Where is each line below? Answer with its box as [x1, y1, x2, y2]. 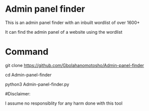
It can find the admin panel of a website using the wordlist [5, 29, 122, 35]
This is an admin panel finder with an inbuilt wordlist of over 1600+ [5, 20, 140, 25]
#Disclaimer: [5, 90, 31, 96]
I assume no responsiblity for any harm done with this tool [5, 100, 123, 106]
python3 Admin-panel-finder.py [5, 81, 70, 87]
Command [5, 46, 49, 57]
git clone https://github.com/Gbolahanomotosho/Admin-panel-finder [5, 62, 144, 68]
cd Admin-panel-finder [5, 72, 52, 78]
